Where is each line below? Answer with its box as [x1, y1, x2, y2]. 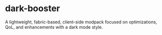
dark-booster [5, 3, 60, 14]
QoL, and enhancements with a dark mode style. [5, 24, 103, 30]
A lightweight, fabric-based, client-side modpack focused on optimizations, [5, 19, 158, 25]
